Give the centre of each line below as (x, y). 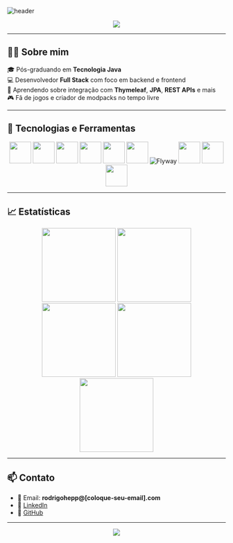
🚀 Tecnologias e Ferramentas (71, 129)
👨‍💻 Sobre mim (38, 52)
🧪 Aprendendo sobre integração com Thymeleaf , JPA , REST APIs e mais (112, 90)
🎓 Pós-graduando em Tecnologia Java (64, 69)
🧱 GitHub (30, 512)
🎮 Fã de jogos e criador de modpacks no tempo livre (83, 97)
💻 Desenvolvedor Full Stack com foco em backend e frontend (96, 80)
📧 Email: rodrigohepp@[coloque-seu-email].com (89, 498)
